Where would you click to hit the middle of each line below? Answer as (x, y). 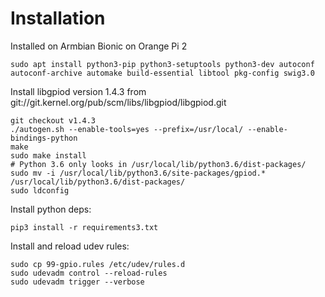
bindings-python (44, 138)
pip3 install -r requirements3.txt (84, 227)
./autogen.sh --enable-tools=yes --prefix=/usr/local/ (127, 129)
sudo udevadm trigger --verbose (77, 282)
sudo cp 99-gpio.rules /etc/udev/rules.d (98, 264)
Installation (58, 18)
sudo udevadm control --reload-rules (89, 273)
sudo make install (48, 155)
